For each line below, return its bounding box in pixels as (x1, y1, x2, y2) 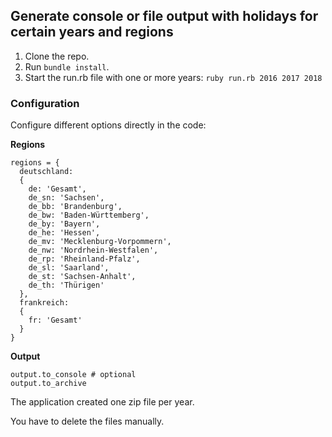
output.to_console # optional (10, 370, 137, 380)
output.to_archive (10, 379, 87, 389)
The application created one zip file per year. (10, 396, 195, 408)
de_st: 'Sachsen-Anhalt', (28, 272, 137, 282)
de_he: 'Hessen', (28, 228, 101, 238)
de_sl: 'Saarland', (28, 263, 110, 273)
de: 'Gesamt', (28, 184, 87, 194)
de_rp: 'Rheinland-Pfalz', (28, 254, 141, 264)
